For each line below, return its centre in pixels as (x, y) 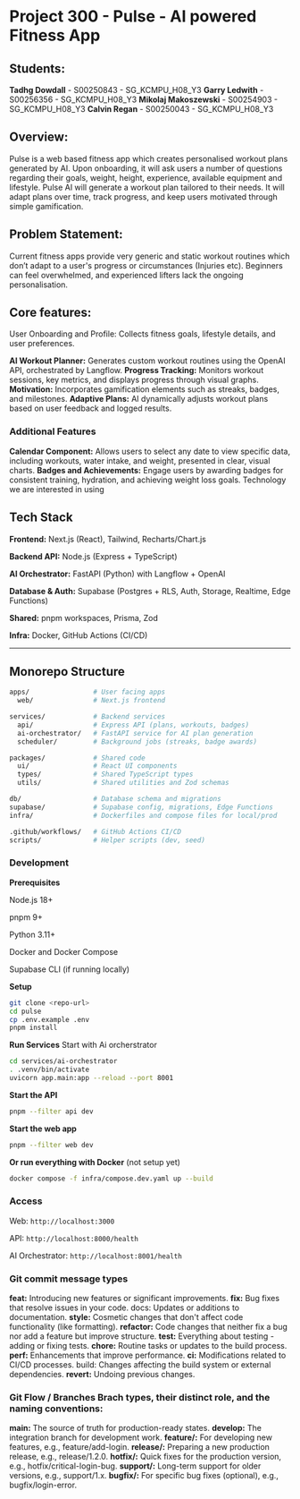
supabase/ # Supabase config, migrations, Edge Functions (142, 807)
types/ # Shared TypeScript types (105, 775)
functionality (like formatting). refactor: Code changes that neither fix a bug (149, 1327)
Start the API (33, 1094)
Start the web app (43, 1129)
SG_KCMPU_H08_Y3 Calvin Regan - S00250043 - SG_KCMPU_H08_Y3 (142, 109)
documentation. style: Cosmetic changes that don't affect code (126, 1317)
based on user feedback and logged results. (91, 408)
